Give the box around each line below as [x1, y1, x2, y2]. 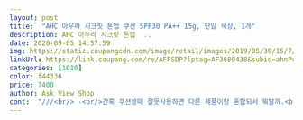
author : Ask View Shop [9, 88, 95, 97]
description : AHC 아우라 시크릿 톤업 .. [9, 30, 152, 39]
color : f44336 [9, 72, 63, 81]
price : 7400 [9, 80, 54, 89]
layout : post [9, 13, 59, 23]
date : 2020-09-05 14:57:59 [9, 38, 111, 48]
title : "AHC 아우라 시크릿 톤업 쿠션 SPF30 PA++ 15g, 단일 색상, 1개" [9, 22, 256, 31]
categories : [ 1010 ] [9, 64, 83, 73]
